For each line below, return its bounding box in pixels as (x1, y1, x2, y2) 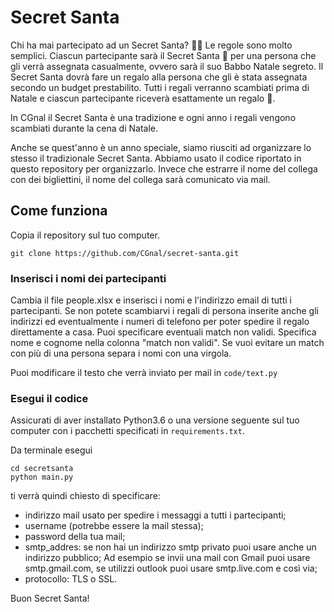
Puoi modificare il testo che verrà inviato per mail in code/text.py (10, 367, 278, 379)
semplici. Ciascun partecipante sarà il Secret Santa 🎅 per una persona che (10, 49, 317, 61)
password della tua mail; (24, 531, 126, 543)
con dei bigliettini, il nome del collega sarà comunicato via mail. (10, 173, 271, 185)
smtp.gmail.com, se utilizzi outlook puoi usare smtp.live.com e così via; (24, 562, 318, 575)
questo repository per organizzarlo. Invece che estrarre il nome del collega (10, 162, 318, 175)
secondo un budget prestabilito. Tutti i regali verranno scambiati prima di (10, 81, 310, 93)
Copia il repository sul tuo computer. (10, 229, 160, 241)
